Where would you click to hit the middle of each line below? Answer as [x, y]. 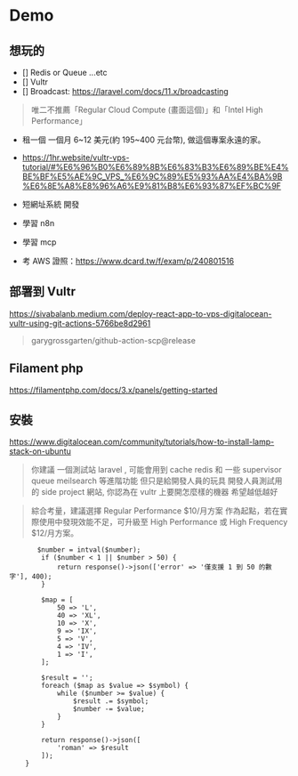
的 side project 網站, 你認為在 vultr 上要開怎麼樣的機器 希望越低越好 [154, 492]
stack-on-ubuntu [40, 451]
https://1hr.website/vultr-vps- [76, 158]
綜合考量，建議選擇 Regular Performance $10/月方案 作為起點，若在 [155, 511]
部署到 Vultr [42, 291]
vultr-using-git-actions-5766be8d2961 [80, 323]
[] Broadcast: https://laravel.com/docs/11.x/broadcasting [125, 91]
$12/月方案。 [55, 533]
